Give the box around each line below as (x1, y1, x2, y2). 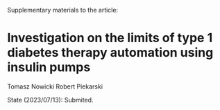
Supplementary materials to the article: (7, 6, 119, 14)
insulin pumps (7, 59, 91, 75)
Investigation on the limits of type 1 (7, 30, 213, 46)
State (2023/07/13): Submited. (7, 95, 94, 104)
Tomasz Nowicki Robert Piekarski (7, 82, 103, 91)
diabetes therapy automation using (7, 45, 214, 61)
